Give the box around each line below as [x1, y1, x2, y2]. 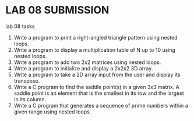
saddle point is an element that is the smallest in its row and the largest [13, 90, 184, 97]
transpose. [13, 77, 40, 84]
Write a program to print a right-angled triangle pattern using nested [13, 34, 178, 41]
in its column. [13, 95, 47, 102]
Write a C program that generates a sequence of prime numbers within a [13, 102, 189, 109]
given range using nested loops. [13, 108, 91, 115]
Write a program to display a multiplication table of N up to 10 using [13, 46, 176, 53]
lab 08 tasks [5, 23, 36, 30]
